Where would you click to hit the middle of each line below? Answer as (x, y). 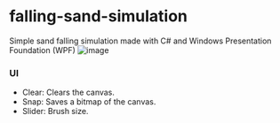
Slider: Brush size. (55, 111)
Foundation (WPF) (42, 50)
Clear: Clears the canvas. (68, 92)
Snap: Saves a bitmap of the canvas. (89, 102)
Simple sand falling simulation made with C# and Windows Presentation (140, 41)
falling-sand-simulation (99, 16)
